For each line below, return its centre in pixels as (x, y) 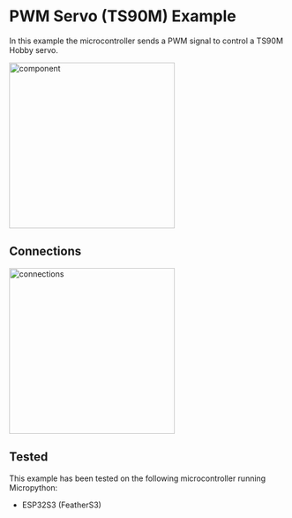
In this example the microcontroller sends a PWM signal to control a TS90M (146, 41)
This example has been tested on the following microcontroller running (138, 478)
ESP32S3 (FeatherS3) (61, 505)
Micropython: (34, 487)
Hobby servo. (34, 50)
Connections (45, 251)
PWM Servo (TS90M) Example (123, 16)
